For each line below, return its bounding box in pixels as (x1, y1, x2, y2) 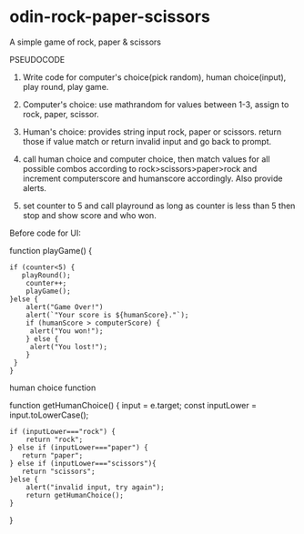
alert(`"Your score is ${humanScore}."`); (25, 310, 189, 319)
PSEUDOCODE (9, 54, 66, 65)
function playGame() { (9, 245, 93, 256)
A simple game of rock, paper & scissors (9, 36, 162, 47)
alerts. (22, 182, 47, 193)
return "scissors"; (21, 467, 96, 476)
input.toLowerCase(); (9, 409, 89, 420)
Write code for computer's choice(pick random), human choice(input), (22, 71, 287, 83)
